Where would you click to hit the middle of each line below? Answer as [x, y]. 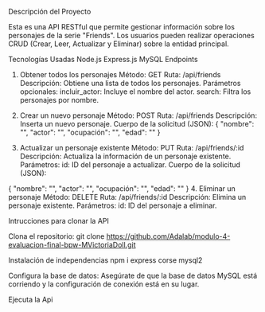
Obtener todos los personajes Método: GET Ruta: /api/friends [120, 74]
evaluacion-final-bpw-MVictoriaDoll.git [72, 245]
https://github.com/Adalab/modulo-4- [168, 236]
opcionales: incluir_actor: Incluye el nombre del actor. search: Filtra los [135, 92]
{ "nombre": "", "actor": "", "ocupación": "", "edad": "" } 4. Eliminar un [122, 189]
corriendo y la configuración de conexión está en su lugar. [104, 284]
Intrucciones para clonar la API [59, 221]
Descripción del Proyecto [50, 12]
